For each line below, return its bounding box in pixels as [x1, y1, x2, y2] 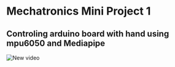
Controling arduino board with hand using [6, 29, 169, 39]
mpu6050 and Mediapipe [6, 38, 106, 48]
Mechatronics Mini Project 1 [6, 4, 151, 18]
